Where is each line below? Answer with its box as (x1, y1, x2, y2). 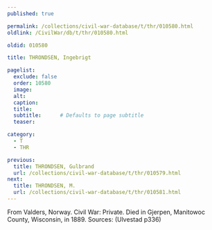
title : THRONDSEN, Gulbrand (13, 163, 95, 170)
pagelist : (7, 67, 36, 74)
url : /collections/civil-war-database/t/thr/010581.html (13, 189, 182, 196)
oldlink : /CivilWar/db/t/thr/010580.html (7, 29, 129, 36)
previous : (7, 156, 36, 163)
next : (7, 176, 23, 183)
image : (13, 86, 33, 93)
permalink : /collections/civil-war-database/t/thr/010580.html (7, 22, 194, 30)
